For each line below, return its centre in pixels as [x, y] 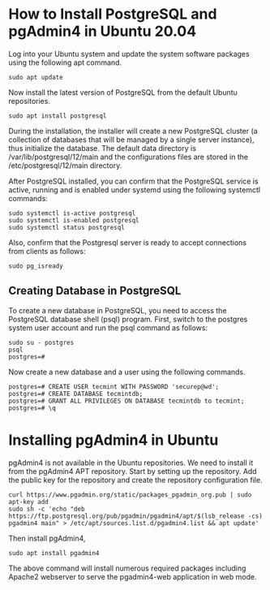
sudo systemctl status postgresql [67, 227]
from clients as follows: [47, 251]
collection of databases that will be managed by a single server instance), [131, 140]
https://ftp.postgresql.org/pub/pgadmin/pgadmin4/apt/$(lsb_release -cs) [136, 516]
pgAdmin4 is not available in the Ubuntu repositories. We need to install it [131, 463]
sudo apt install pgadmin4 [54, 553]
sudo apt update [36, 77]
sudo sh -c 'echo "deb [47, 509]
